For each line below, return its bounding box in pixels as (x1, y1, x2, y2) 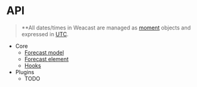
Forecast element (24, 55, 69, 62)
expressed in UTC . (21, 30, 69, 37)
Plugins (15, 68, 35, 75)
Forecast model (24, 48, 64, 56)
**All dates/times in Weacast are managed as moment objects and (21, 24, 191, 31)
